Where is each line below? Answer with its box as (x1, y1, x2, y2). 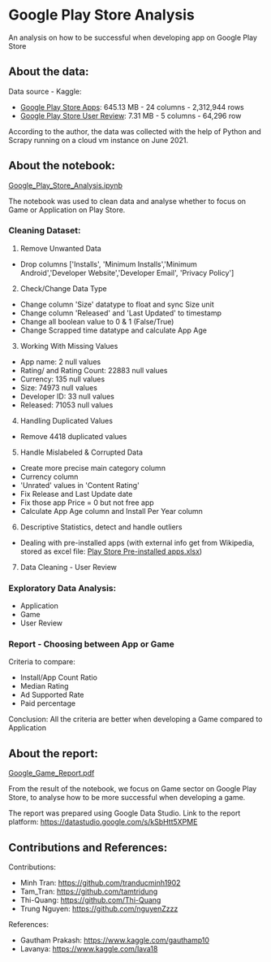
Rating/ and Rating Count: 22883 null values (19, 365, 168, 375)
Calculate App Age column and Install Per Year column (19, 506, 203, 516)
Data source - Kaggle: (8, 86, 83, 96)
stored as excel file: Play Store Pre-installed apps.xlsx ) (19, 546, 203, 556)
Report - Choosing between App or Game (8, 638, 174, 650)
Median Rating (19, 681, 69, 691)
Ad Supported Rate (19, 690, 84, 700)
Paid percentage (19, 699, 75, 708)
